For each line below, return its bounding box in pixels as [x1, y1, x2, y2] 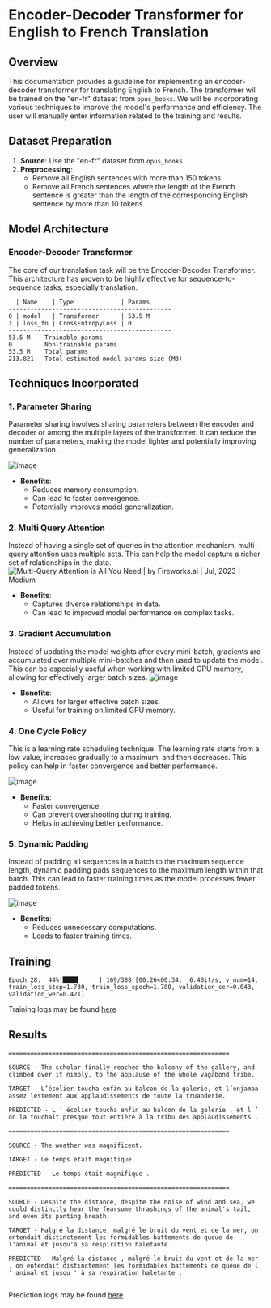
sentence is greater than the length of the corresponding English [32, 190, 248, 200]
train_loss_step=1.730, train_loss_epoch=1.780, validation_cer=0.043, [8, 983, 255, 992]
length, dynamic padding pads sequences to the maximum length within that [8, 865, 264, 875]
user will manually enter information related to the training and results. [8, 111, 242, 121]
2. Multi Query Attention [8, 522, 105, 533]
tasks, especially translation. [43, 282, 138, 292]
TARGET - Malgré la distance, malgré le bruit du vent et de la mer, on [8, 1226, 259, 1234]
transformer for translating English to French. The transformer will [38, 85, 257, 95]
